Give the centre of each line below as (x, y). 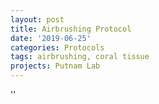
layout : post (37, 19)
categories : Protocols (57, 47)
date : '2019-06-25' (51, 38)
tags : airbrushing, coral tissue (80, 57)
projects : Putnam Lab (55, 66)
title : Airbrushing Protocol (71, 29)
